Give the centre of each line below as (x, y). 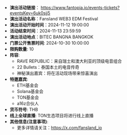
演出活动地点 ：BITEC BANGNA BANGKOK (51, 37)
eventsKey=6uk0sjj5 (30, 13)
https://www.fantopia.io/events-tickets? (80, 7)
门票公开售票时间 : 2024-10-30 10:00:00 (49, 43)
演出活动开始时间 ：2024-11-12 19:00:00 (49, 25)
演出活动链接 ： (24, 7)
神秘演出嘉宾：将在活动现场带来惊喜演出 (57, 73)
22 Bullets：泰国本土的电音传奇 (48, 67)
